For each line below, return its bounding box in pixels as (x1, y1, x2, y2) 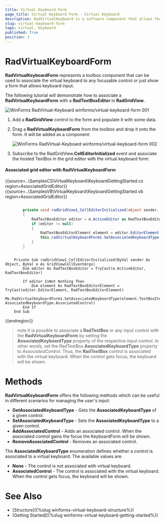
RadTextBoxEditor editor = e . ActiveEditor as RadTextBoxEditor (31, 216, 164, 222)
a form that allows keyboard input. (5, 82, 75, 89)
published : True (5, 30, 38, 35)
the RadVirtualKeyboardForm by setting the (17, 332, 107, 338)
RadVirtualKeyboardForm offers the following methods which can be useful (5, 392, 160, 398)
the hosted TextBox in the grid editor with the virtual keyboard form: (12, 156, 150, 162)
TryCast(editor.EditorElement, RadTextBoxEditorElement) (5, 287, 124, 292)
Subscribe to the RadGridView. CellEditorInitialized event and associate (12, 150, 157, 156)
